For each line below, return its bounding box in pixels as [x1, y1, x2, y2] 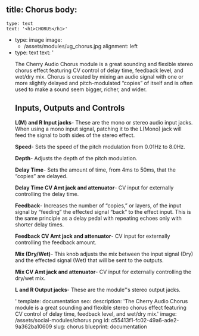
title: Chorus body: [6, 5, 77, 15]
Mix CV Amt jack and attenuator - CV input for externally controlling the [14, 268, 192, 275]
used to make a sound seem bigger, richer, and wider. [14, 86, 147, 93]
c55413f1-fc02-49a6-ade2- [111, 316, 179, 323]
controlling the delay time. [14, 190, 79, 197]
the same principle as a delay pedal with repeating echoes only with [14, 214, 182, 222]
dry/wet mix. [14, 274, 46, 282]
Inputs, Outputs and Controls [14, 103, 125, 113]
